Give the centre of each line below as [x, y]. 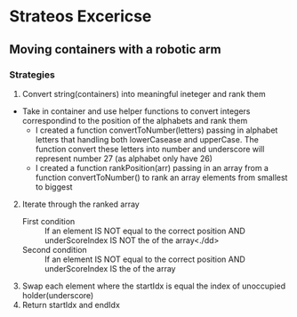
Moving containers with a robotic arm [115, 49]
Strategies [32, 75]
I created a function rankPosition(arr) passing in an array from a [152, 167]
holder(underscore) [58, 295]
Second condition [54, 249]
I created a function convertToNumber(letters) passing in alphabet [157, 130]
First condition [48, 221]
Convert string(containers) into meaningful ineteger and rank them [144, 93]
